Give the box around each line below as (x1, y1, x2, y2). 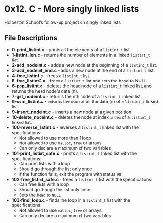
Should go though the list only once (19, 186, 91, 192)
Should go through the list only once (19, 166, 92, 172)
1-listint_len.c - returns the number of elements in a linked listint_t (11, 52, 151, 58)
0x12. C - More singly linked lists (4, 3, 139, 15)
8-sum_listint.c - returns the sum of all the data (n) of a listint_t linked (11, 99, 158, 104)
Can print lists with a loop (19, 161, 70, 166)
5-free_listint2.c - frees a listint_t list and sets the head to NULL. (11, 78, 148, 83)
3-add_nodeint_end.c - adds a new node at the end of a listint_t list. (11, 67, 155, 73)
